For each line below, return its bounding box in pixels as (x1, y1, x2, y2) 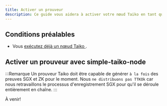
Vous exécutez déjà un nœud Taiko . (12, 43, 87, 50)
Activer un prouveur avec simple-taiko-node (5, 57, 146, 66)
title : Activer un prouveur (5, 7, 64, 12)
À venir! (5, 96, 21, 102)
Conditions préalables (5, 30, 75, 39)
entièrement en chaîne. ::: (5, 87, 58, 93)
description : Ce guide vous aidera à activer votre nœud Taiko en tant (5, 12, 157, 17)
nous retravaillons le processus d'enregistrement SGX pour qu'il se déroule (5, 81, 159, 87)
